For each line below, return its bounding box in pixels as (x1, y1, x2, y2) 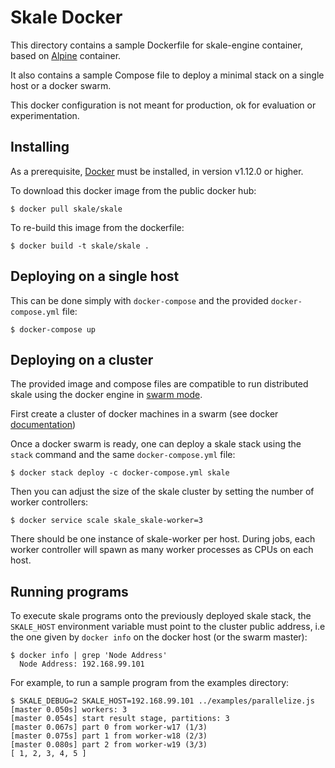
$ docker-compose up (10, 324, 97, 335)
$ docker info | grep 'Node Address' (10, 651, 168, 661)
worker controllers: (10, 496, 89, 508)
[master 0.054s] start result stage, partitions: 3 (10, 714, 230, 724)
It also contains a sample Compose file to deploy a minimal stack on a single (10, 69, 325, 81)
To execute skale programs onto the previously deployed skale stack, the (10, 610, 312, 622)
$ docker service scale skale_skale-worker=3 (10, 516, 203, 526)
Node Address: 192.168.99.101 (19, 659, 145, 670)
